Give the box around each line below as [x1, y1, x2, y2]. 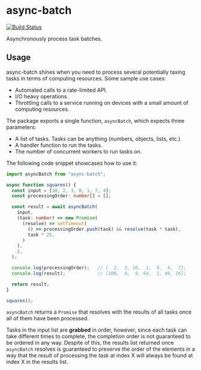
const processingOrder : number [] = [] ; [11, 193, 112, 199]
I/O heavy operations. [14, 92, 69, 100]
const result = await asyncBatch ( [11, 204, 98, 210]
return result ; [11, 281, 50, 287]
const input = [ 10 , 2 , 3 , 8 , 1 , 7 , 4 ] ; [11, 187, 112, 194]
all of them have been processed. [6, 315, 89, 322]
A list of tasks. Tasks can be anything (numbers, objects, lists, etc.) [14, 135, 181, 142]
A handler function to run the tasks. [14, 142, 103, 149]
